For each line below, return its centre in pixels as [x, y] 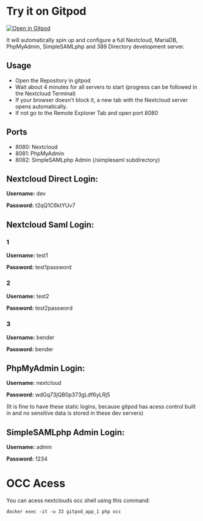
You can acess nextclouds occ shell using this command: [78, 501]
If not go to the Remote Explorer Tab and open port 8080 [87, 113]
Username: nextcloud [34, 383]
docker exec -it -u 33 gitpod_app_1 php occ [64, 512]
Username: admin [29, 447]
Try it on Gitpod [46, 11]
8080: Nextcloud [36, 147]
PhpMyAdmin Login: [46, 369]
